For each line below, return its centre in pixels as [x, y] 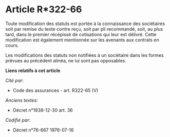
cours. [12, 45]
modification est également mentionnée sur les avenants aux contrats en [82, 40]
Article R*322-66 [44, 9]
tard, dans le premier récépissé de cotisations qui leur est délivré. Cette [81, 34]
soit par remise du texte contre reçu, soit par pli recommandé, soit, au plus [84, 29]
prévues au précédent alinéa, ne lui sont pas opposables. [66, 60]
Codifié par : [18, 120]
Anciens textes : [22, 100]
